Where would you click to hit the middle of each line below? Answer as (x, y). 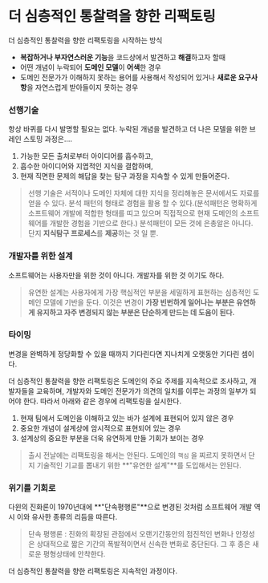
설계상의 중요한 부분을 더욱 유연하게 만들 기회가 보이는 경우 (112, 438)
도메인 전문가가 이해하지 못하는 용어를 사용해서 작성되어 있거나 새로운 (128, 77)
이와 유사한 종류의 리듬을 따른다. (67, 517)
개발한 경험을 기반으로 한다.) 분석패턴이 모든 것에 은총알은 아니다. (151, 223)
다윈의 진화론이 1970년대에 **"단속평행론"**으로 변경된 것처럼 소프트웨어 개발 (130, 507)
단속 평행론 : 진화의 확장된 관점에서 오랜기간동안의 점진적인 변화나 (131, 534)
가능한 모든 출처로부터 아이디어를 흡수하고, (87, 156)
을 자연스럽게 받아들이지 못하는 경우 (83, 87)
